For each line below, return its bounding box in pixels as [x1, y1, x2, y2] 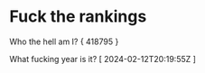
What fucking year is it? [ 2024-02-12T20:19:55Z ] [9, 53, 197, 64]
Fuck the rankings [9, 6, 147, 27]
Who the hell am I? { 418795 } [9, 36, 119, 47]
